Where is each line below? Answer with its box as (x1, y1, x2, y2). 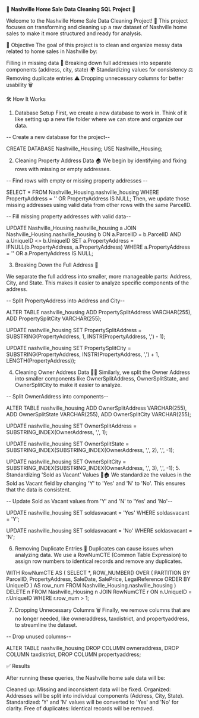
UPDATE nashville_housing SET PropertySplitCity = (6, 345, 132, 351)
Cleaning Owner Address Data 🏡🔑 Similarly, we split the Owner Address (14, 369, 190, 376)
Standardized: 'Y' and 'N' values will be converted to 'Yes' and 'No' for (6, 698, 179, 705)
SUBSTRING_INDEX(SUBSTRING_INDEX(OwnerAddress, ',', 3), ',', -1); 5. (6, 465, 181, 471)
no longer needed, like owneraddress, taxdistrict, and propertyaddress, (14, 615, 189, 622)
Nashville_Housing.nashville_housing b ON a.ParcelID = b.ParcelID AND (6, 231, 181, 238)
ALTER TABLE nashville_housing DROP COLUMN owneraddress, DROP (6, 645, 179, 651)
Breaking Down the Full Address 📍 (14, 261, 99, 268)
